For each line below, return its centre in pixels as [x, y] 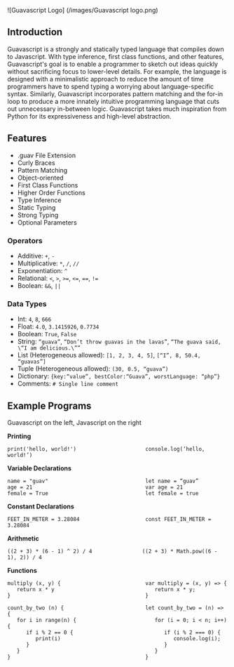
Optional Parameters [47, 222]
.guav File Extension [46, 155]
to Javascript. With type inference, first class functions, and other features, [116, 56]
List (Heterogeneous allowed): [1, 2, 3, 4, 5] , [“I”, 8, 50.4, [109, 355]
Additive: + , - [36, 256]
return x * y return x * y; [106, 590]
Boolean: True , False [47, 334]
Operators [25, 240]
